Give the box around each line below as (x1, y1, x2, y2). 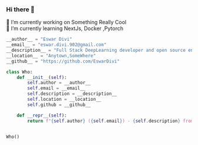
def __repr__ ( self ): (16, 112, 67, 118)
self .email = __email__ (27, 85, 85, 91)
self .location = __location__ (27, 97, 101, 103)
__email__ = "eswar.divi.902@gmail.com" (6, 42, 107, 48)
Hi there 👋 (6, 5, 35, 14)
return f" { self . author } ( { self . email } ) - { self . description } (27, 118, 181, 124)
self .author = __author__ (27, 80, 91, 86)
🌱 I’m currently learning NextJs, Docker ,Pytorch (6, 25, 124, 32)
